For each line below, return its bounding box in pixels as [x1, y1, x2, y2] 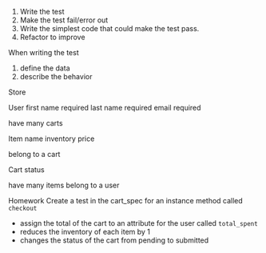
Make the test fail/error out [19, 15, 109, 25]
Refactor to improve [19, 32, 85, 42]
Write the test [19, 7, 65, 16]
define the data [19, 63, 70, 73]
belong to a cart [8, 150, 61, 159]
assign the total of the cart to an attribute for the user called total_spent [19, 219, 258, 227]
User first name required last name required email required [8, 103, 201, 112]
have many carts [8, 118, 63, 127]
